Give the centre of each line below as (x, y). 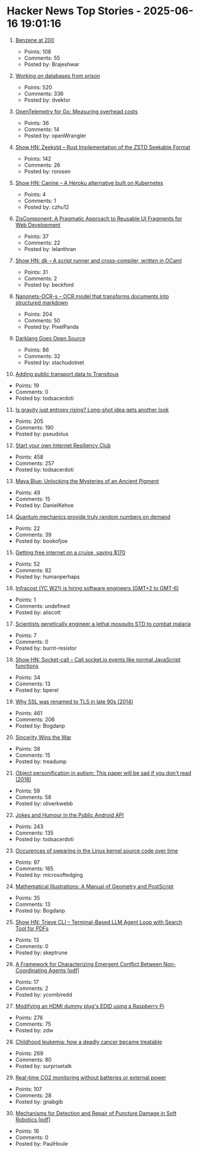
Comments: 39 (33, 534)
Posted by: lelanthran (50, 249)
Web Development (38, 225)
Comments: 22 (42, 243)
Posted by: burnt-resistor (46, 648)
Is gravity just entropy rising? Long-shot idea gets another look (92, 409)
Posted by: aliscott (38, 612)
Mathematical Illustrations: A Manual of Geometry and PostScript (94, 886)
